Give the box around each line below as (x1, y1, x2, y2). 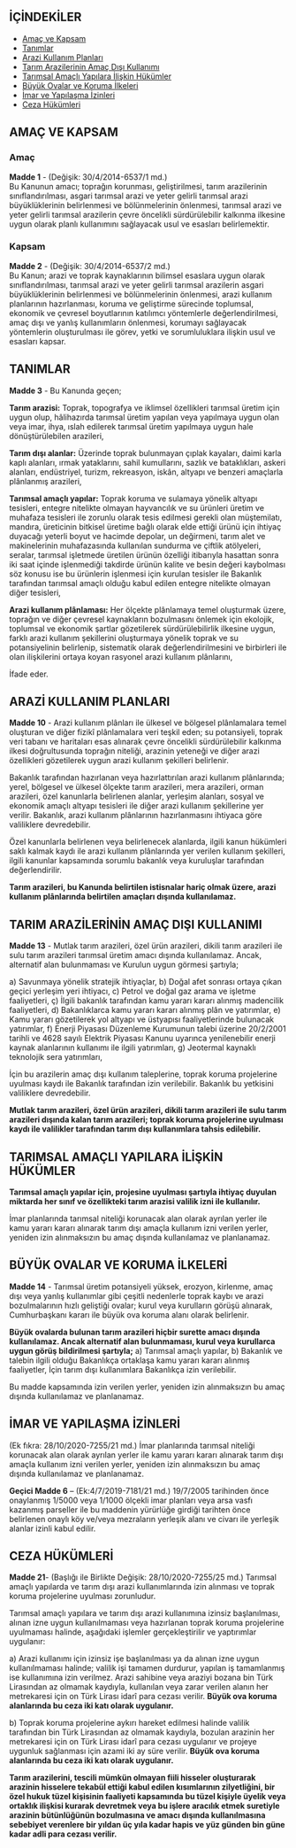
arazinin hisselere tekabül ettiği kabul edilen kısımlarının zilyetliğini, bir (9, 1782, 276, 1792)
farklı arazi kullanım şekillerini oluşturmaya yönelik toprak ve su (9, 632, 239, 643)
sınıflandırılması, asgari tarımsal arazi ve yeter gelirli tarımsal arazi (9, 190, 249, 201)
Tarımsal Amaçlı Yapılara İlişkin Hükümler (21, 71, 172, 81)
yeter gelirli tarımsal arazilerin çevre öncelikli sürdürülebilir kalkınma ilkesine (9, 209, 285, 220)
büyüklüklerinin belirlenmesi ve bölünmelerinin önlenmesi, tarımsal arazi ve (9, 199, 283, 210)
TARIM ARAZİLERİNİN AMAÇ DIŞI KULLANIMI (9, 916, 262, 932)
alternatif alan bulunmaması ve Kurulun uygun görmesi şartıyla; (9, 959, 239, 970)
